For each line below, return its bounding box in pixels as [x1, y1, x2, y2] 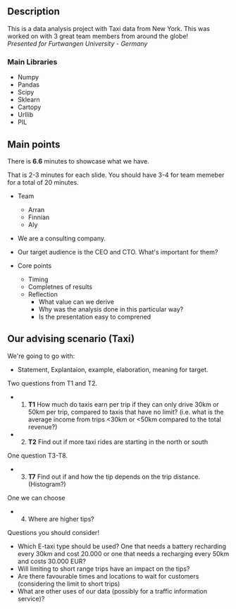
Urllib [17, 111, 34, 119]
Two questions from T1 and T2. [7, 379, 97, 387]
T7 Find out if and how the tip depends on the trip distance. [27, 472, 201, 481]
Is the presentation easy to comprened [38, 312, 151, 321]
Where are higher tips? [27, 515, 94, 523]
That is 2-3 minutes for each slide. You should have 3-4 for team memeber [7, 171, 225, 179]
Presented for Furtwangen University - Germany [7, 39, 148, 48]
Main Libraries [7, 56, 58, 66]
